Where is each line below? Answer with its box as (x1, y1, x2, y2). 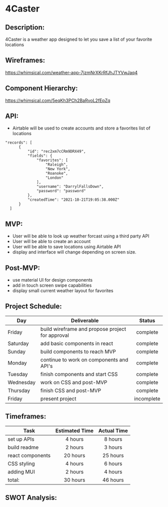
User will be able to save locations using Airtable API (12, 244, 121, 250)
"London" (45, 175, 64, 181)
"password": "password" (36, 189, 86, 194)
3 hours (104, 444, 122, 451)
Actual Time (98, 427, 128, 434)
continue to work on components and (40, 356, 128, 363)
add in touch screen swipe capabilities (12, 282, 92, 289)
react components (7, 452, 51, 459)
